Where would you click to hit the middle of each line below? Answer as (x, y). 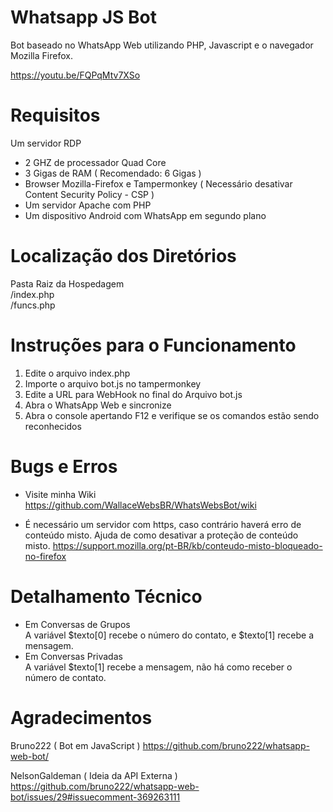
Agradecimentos (81, 717)
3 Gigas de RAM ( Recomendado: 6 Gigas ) (113, 173)
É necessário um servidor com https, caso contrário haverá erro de (163, 524)
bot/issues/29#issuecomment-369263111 (95, 797)
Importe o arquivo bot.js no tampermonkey (113, 383)
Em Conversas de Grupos (77, 624)
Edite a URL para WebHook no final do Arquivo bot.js (133, 394)
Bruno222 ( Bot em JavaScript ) (75, 745)
